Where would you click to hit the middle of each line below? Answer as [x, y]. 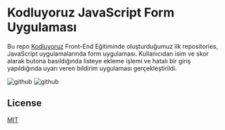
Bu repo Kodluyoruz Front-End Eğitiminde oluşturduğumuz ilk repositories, [113, 46]
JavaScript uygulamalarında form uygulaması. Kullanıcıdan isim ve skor [108, 54]
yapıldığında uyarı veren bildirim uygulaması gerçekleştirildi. [92, 68]
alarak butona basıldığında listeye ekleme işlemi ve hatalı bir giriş [99, 61]
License [25, 104]
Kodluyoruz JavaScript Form [91, 13]
